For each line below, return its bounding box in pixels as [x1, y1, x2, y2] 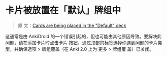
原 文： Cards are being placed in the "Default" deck [17, 22, 126, 28]
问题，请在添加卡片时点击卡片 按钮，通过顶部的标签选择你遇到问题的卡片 [5, 39, 158, 46]
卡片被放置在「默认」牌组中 [5, 5, 121, 16]
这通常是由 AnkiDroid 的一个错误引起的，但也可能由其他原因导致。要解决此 [5, 33, 162, 39]
